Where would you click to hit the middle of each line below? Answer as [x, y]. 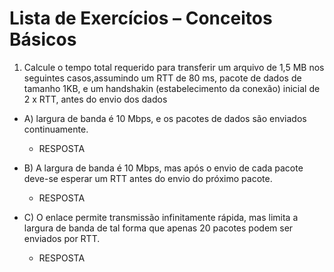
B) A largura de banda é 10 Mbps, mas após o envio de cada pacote [163, 168]
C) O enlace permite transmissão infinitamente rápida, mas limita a [161, 217]
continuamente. [56, 129]
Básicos [43, 39]
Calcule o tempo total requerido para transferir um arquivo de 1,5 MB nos [174, 67]
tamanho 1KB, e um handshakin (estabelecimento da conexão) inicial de [172, 88]
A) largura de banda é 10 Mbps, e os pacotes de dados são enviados [165, 118]
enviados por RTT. [62, 238]
